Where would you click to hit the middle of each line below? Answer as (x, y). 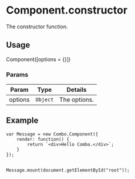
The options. (77, 100)
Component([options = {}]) (38, 59)
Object (45, 100)
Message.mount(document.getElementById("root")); (68, 170)
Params (17, 74)
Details (77, 90)
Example (22, 120)
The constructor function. (37, 26)
